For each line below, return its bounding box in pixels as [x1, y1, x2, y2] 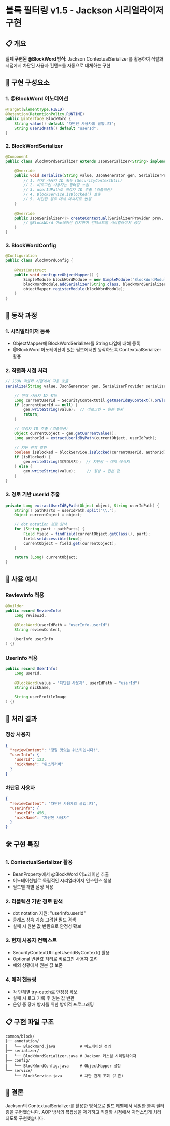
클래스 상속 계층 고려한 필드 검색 [12, 916, 76, 923]
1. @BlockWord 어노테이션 [5, 95, 68, 102]
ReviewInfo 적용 [5, 591, 45, 599]
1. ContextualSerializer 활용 [5, 858, 73, 866]
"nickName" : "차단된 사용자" [14, 815, 69, 820]
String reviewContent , [14, 627, 62, 632]
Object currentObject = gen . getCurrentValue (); [14, 431, 116, 436]
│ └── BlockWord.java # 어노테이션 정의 [5, 1044, 111, 1049]
